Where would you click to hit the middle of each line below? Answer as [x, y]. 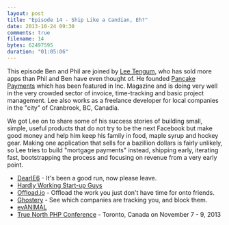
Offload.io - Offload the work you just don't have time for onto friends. [116, 192]
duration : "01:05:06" [38, 52]
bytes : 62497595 [30, 45]
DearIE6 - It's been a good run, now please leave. [87, 178]
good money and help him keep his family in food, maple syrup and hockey [113, 135]
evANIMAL [32, 207]
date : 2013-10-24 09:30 [41, 26]
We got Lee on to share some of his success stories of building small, [105, 121]
